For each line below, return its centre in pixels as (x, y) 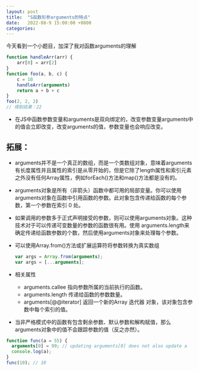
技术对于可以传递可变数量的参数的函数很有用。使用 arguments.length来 (102, 225)
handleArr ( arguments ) (43, 85)
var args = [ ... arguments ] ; (49, 262)
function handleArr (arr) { (40, 57)
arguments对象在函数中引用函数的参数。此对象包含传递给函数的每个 (98, 198)
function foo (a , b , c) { (37, 74)
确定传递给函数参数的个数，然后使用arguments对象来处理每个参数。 (98, 232)
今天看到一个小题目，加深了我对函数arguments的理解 (71, 46)
